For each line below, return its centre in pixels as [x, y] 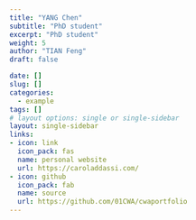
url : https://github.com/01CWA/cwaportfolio [103, 202]
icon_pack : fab [46, 185]
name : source [42, 193]
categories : [32, 92]
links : [22, 135]
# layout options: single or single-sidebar [94, 118]
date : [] [26, 76]
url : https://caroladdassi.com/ [79, 168]
